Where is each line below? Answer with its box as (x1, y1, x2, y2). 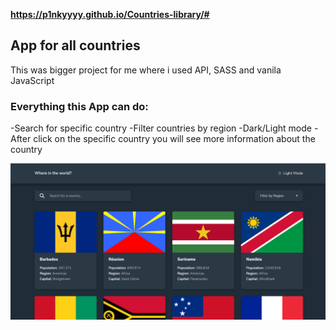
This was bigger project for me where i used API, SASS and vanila (10, 64, 282, 76)
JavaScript (10, 74, 55, 86)
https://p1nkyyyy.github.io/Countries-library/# (10, 9, 210, 20)
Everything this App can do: (10, 99, 149, 113)
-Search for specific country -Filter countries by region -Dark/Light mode (10, 122, 312, 134)
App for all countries (10, 37, 141, 54)
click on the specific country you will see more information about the (33, 133, 316, 145)
